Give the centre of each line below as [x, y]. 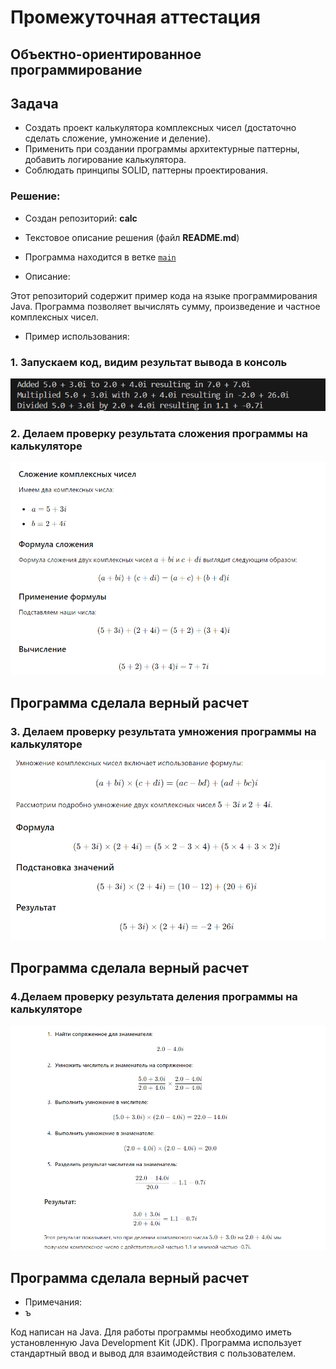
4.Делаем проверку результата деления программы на [154, 996]
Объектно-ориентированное [106, 54]
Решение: [35, 196]
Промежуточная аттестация [135, 17]
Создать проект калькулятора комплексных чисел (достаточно [160, 128]
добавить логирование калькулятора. [105, 160]
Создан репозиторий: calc [81, 218]
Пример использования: [77, 336]
